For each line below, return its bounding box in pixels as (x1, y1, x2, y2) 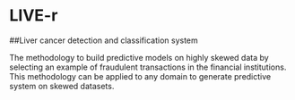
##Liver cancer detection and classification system (9, 35, 199, 46)
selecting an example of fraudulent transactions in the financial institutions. (9, 62, 287, 72)
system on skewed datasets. (9, 80, 115, 91)
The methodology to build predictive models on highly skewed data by (9, 52, 269, 62)
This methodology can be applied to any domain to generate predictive (9, 71, 272, 81)
